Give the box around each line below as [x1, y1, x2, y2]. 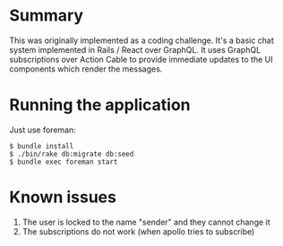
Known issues [9, 187, 116, 208]
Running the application [9, 95, 191, 115]
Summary [9, 5, 83, 26]
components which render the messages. [9, 64, 163, 74]
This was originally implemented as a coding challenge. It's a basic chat [9, 35, 275, 46]
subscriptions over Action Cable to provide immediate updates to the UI [9, 54, 273, 64]
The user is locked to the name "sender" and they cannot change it [21, 216, 270, 227]
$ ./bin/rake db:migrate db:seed [9, 149, 134, 158]
